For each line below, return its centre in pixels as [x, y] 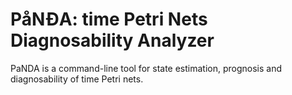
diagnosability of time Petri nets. [77, 79]
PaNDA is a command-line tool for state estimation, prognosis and [146, 68]
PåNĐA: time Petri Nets [109, 19]
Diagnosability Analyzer [112, 40]
